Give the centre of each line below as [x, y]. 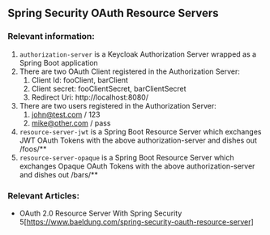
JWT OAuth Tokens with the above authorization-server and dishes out [138, 140]
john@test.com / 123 [66, 114]
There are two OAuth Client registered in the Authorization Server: [129, 71]
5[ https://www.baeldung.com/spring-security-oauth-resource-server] [137, 221]
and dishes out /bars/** [59, 174]
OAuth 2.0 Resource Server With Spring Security [101, 213]
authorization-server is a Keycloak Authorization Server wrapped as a [138, 54]
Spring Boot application [58, 62]
